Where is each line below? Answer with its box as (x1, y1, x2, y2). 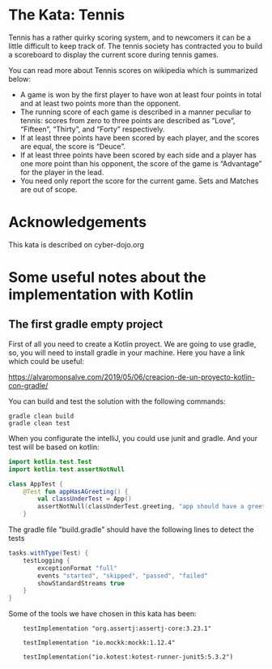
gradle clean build (8, 412, 74, 420)
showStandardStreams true (37, 579, 125, 587)
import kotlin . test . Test (8, 457, 92, 465)
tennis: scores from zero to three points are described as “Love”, (19, 115, 236, 125)
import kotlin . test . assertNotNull (8, 465, 125, 474)
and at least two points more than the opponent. (19, 98, 181, 108)
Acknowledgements (8, 213, 147, 232)
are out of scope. (19, 184, 79, 194)
